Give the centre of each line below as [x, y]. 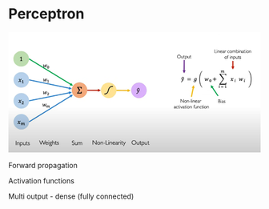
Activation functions [41, 181]
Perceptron [46, 14]
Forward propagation [43, 166]
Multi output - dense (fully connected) [71, 196]
